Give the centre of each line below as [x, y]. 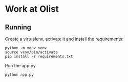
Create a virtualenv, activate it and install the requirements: [64, 39]
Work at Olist [32, 9]
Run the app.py [20, 66]
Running [18, 27]
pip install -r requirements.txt [39, 56]
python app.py [20, 75]
